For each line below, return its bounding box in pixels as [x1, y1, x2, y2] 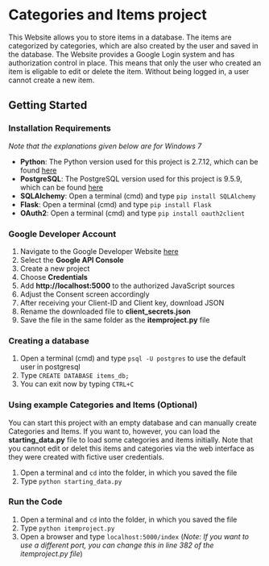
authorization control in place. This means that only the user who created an [8, 58, 262, 68]
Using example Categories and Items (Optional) [8, 399, 198, 410]
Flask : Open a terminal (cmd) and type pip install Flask [19, 199, 212, 209]
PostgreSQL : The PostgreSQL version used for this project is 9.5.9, [19, 173, 243, 183]
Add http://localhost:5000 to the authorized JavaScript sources [19, 281, 235, 290]
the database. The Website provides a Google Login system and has [8, 49, 235, 59]
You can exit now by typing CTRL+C [19, 379, 134, 389]
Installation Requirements [8, 123, 111, 134]
